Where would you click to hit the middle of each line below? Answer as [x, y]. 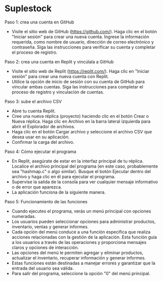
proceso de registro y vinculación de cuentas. [58, 92]
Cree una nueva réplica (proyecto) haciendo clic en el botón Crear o [80, 116]
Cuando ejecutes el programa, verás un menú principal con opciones [81, 211]
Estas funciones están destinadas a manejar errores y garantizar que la [83, 263]
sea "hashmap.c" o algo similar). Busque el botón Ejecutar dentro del [81, 171]
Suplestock [28, 9]
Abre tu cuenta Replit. [34, 111]
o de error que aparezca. [37, 187]
